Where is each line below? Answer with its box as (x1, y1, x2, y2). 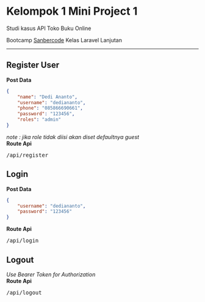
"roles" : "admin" (17, 116, 62, 123)
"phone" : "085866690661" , (17, 105, 84, 111)
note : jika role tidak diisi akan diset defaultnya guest (6, 133, 139, 140)
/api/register (6, 151, 49, 159)
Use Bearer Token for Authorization (6, 271, 96, 278)
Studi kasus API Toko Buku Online (6, 25, 92, 32)
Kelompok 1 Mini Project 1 (6, 4, 138, 18)
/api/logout (6, 289, 42, 296)
